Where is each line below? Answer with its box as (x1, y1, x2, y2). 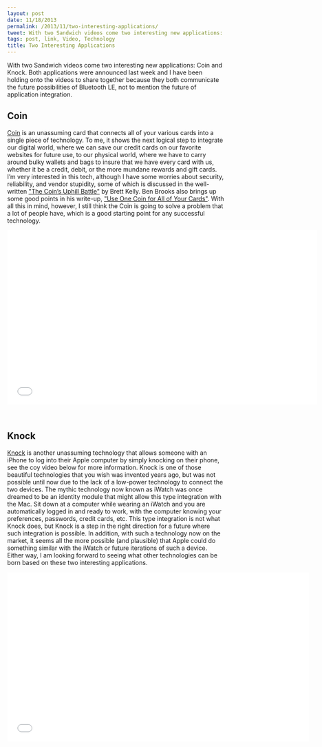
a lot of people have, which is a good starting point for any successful (7, 209, 205, 217)
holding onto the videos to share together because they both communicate (7, 76, 219, 83)
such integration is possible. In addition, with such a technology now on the (7, 529, 221, 538)
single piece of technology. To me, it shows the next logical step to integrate (7, 136, 224, 144)
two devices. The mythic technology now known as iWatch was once (7, 485, 203, 493)
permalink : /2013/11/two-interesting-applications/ (7, 23, 158, 30)
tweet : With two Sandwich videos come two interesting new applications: (7, 29, 224, 37)
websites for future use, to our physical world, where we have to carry (7, 150, 206, 158)
